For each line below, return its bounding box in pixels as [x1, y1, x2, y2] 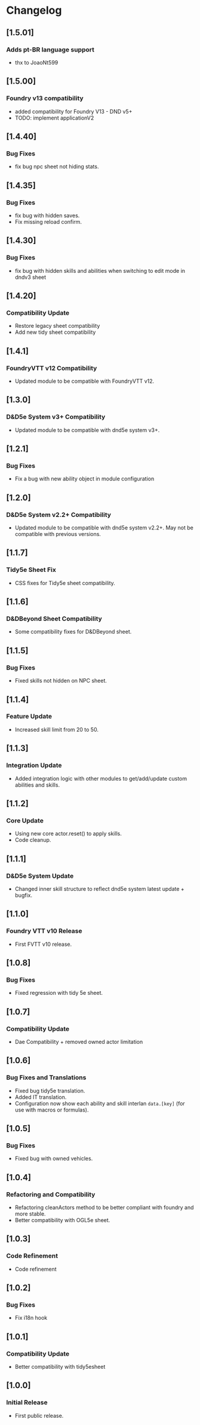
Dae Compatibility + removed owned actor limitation [14, 1038, 143, 1045]
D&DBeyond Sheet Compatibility [6, 614, 103, 623]
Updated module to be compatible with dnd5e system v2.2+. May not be [14, 524, 194, 531]
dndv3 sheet [14, 273, 47, 281]
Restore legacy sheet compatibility [14, 322, 100, 330]
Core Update [6, 816, 44, 824]
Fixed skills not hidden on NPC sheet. [14, 677, 107, 684]
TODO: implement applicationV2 [14, 114, 94, 121]
